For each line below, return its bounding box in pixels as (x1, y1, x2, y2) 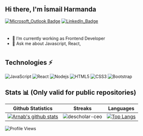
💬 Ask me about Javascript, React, (12, 40, 81, 46)
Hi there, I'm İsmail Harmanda (5, 5, 96, 14)
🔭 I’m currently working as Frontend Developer (12, 35, 105, 41)
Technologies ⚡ (5, 58, 53, 66)
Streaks (73, 105, 92, 112)
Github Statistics (13, 105, 53, 112)
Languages (108, 105, 135, 112)
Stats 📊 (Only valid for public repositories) (5, 88, 137, 96)
